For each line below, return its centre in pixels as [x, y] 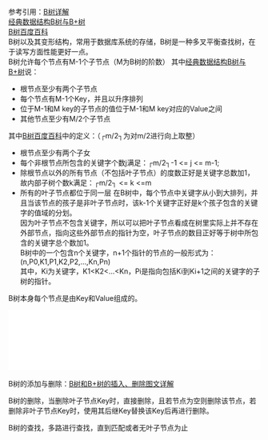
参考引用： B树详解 [39, 12]
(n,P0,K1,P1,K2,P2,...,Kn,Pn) [65, 262]
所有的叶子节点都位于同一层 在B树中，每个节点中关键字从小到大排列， [135, 193]
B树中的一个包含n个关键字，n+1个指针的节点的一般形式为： [118, 253]
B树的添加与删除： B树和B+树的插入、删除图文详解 [91, 384]
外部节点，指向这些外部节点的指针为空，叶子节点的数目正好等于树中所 [136, 233]
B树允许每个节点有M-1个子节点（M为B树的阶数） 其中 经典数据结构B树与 [127, 62]
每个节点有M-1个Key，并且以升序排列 [82, 99]
